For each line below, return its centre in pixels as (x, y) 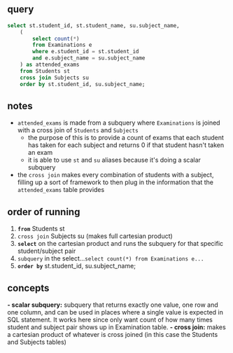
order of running (44, 212)
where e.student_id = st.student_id (86, 52)
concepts (28, 288)
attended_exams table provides (61, 190)
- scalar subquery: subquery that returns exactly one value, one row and (113, 305)
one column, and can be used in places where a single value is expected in (115, 312)
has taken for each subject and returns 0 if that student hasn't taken (126, 145)
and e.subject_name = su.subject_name (89, 58)
